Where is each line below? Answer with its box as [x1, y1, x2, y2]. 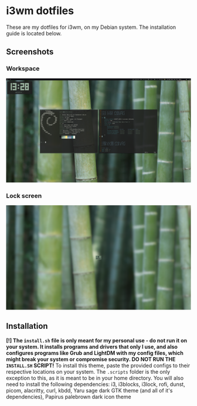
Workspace [6, 65, 40, 73]
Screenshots [6, 47, 54, 57]
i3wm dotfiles [6, 4, 74, 18]
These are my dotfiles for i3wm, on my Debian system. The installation [6, 24, 176, 31]
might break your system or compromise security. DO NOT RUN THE [6, 355, 176, 362]
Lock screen [6, 192, 42, 200]
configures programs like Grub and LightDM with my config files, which [6, 349, 184, 357]
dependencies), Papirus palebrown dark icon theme [6, 393, 131, 400]
